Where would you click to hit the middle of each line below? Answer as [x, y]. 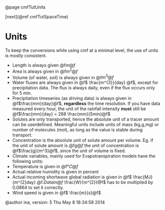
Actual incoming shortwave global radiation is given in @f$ [72, 177]
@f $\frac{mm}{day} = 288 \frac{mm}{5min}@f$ [61, 114]
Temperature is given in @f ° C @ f [45, 167]
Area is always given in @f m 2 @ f [45, 71]
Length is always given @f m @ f [44, 65]
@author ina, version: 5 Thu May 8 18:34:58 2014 [55, 203]
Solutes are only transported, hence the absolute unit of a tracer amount [85, 119]
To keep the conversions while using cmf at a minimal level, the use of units [82, 50]
